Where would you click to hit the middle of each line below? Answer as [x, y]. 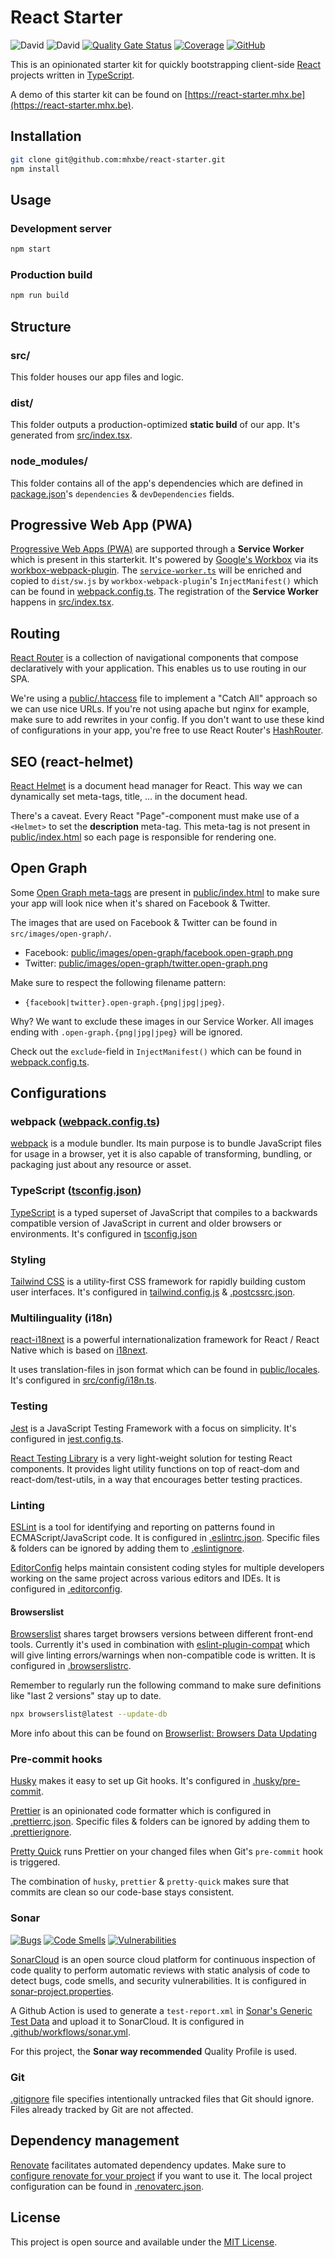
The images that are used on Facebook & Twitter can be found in [144, 922]
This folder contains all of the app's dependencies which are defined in [156, 483]
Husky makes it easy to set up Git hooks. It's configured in [130, 1781]
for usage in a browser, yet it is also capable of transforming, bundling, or [161, 1154]
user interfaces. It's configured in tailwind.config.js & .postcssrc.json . [153, 1292]
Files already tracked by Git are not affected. [102, 2109]
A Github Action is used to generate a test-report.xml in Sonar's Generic [161, 2010]
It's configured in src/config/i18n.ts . [83, 1380]
